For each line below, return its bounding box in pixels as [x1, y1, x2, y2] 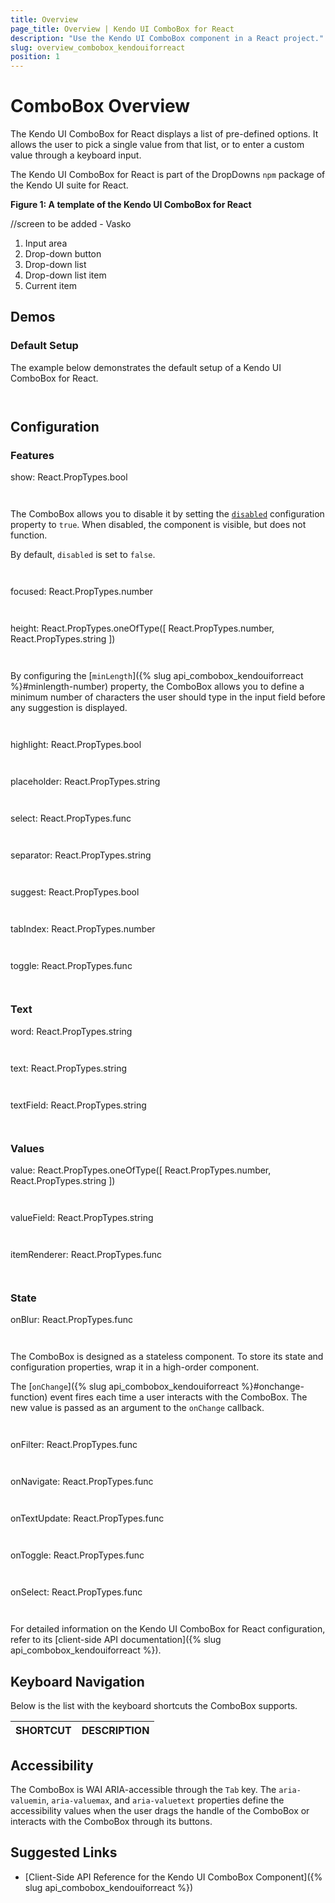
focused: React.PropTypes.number [10, 586, 153, 598]
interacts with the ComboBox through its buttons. [10, 1815, 213, 1827]
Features [10, 449, 55, 463]
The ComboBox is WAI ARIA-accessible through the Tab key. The [10, 1783, 277, 1795]
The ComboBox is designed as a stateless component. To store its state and [10, 1351, 324, 1363]
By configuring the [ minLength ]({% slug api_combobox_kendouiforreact [10, 670, 304, 682]
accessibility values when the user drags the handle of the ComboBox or [10, 1804, 310, 1816]
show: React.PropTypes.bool [10, 471, 128, 483]
